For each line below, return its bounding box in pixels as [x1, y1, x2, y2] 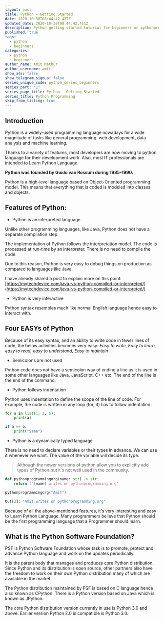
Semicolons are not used [12, 357, 62, 363]
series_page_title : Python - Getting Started [5, 89, 99, 94]
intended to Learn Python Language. [5, 160, 79, 166]
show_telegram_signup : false [5, 76, 64, 80]
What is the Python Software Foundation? [5, 532, 135, 541]
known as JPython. [5, 595, 44, 601]
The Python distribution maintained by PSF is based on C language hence [5, 585, 153, 591]
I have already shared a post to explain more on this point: [5, 275, 122, 281]
